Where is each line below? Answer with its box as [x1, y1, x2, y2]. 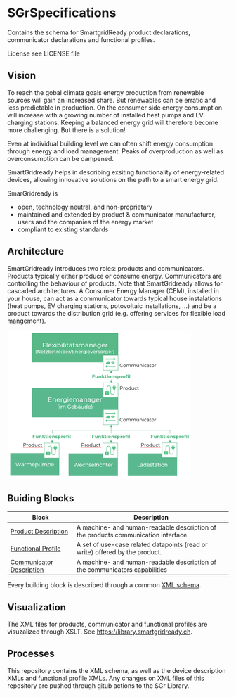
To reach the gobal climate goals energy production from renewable [7, 88, 204, 96]
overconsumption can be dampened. [7, 154, 114, 162]
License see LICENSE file [7, 49, 81, 58]
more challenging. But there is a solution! [7, 125, 126, 134]
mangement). [7, 316, 46, 325]
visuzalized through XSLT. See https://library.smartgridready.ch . [7, 627, 193, 636]
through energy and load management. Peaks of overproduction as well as [7, 146, 223, 155]
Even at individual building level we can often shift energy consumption [7, 139, 213, 148]
